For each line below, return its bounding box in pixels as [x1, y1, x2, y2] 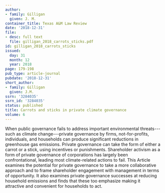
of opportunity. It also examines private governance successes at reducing [5, 172, 157, 178]
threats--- [140, 126, 161, 132]
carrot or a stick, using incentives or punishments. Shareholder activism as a [5, 146, 161, 152]
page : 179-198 [5, 67, 34, 72]
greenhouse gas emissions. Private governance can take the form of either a [5, 141, 161, 147]
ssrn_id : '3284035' [5, 99, 45, 104]
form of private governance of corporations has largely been [5, 152, 128, 158]
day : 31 [9, 53, 26, 58]
